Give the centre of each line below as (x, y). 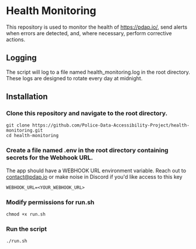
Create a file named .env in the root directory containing (87, 151)
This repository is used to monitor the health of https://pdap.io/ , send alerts (97, 27)
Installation (27, 97)
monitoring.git (25, 131)
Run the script (27, 228)
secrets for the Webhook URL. (50, 158)
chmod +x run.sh (26, 214)
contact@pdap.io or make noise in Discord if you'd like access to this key (94, 176)
